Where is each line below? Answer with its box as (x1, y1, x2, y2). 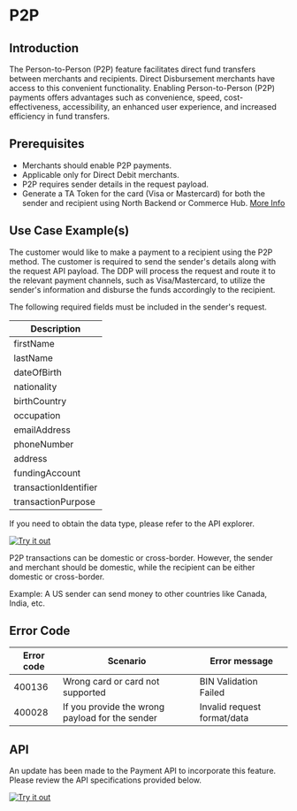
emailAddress (13, 424, 71, 436)
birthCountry (13, 394, 67, 407)
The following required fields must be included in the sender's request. (9, 302, 268, 312)
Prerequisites (9, 136, 85, 151)
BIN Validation (199, 676, 258, 688)
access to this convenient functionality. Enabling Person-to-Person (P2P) (9, 83, 276, 93)
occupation (13, 409, 61, 421)
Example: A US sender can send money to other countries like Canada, (9, 588, 268, 599)
